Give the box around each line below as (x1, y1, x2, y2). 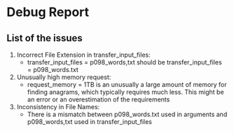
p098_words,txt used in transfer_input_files (27, 118, 152, 126)
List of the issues (6, 32, 83, 44)
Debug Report (6, 4, 90, 20)
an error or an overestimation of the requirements (27, 95, 170, 104)
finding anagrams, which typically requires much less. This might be (27, 88, 225, 96)
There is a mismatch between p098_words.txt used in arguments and (27, 110, 228, 118)
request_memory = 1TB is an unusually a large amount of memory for (27, 80, 227, 88)
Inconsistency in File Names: (16, 103, 100, 111)
